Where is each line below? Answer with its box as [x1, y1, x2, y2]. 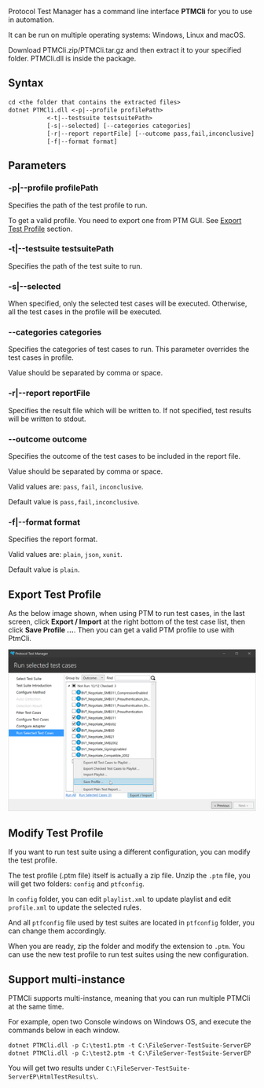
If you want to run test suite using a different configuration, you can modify [8, 848, 251, 857]
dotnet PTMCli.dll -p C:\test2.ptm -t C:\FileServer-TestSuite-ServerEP [8, 1049, 251, 1057]
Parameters [8, 159, 67, 172]
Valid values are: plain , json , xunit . [8, 550, 123, 559]
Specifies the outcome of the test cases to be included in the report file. [8, 451, 241, 460]
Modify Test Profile [8, 826, 104, 840]
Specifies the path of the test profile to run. [8, 200, 148, 210]
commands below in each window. [8, 1025, 120, 1035]
